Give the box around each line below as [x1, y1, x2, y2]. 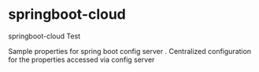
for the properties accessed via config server [8, 55, 155, 64]
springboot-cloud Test [8, 31, 81, 41]
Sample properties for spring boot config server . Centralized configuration [8, 46, 252, 56]
